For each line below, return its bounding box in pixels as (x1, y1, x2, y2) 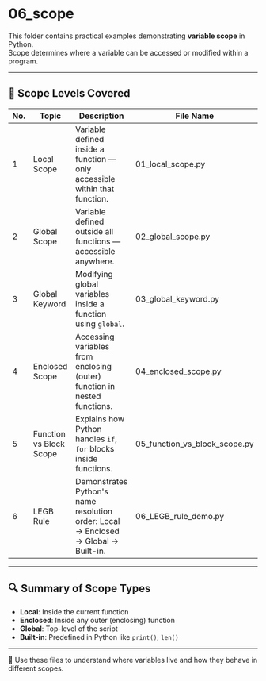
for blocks (74, 443, 115, 454)
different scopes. (8, 664, 64, 673)
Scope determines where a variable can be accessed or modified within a (8, 48, 249, 57)
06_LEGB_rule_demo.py (135, 510, 225, 521)
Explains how (74, 414, 125, 425)
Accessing (74, 331, 115, 342)
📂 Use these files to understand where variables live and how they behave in (8, 655, 258, 664)
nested (74, 391, 101, 402)
